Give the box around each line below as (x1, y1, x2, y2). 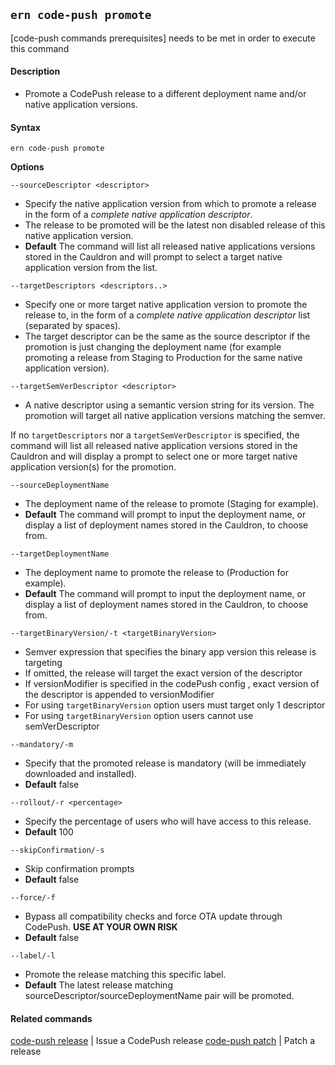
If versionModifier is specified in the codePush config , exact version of (24, 678, 320, 690)
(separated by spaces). (24, 320, 122, 332)
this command (10, 42, 70, 54)
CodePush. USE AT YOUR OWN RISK (24, 921, 178, 933)
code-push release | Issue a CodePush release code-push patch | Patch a (10, 1035, 316, 1047)
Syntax (10, 121, 41, 133)
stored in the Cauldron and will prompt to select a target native (24, 251, 283, 263)
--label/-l (10, 951, 56, 961)
